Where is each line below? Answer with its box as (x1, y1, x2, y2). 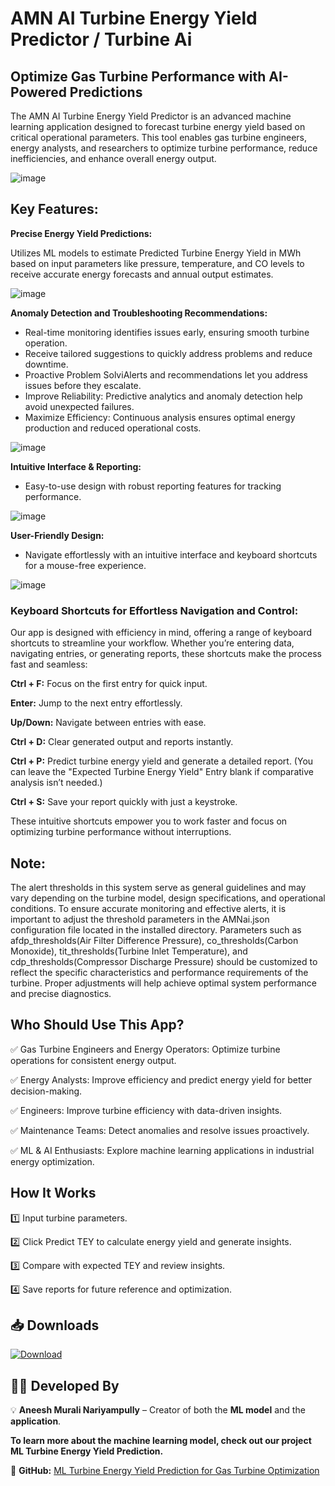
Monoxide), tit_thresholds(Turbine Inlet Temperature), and (10, 945, 248, 957)
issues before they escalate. (24, 379, 142, 391)
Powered (10, 83, 67, 101)
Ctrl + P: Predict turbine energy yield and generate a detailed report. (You (10, 755, 314, 767)
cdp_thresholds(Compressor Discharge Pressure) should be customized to (10, 955, 318, 967)
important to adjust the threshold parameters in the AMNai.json (10, 913, 270, 925)
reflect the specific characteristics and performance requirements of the (10, 966, 309, 978)
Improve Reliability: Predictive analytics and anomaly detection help (24, 390, 303, 402)
